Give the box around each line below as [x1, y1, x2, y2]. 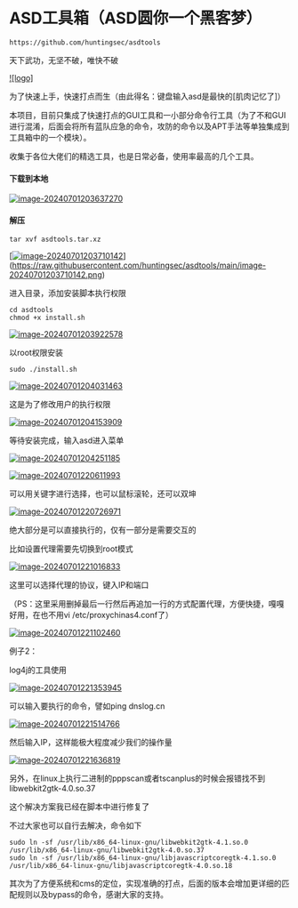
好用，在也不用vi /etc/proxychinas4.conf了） [9, 610, 173, 621]
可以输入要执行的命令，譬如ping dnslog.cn [9, 701, 165, 711]
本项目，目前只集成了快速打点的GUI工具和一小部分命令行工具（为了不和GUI [9, 109, 286, 120]
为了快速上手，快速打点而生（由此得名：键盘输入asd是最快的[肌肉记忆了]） [9, 91, 286, 101]
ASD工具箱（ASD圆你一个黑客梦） [9, 8, 262, 28]
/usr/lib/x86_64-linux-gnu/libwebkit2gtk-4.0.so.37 [9, 846, 205, 855]
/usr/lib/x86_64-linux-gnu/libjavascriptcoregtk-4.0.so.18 [9, 862, 233, 871]
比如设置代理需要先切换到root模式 [9, 543, 133, 554]
